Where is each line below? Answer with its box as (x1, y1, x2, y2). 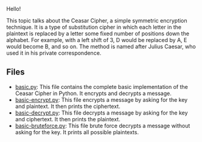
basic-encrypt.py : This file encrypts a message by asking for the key (15, 96, 188, 103)
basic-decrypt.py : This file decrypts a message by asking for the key (15, 109, 188, 116)
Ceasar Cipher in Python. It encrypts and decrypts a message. (15, 90, 172, 97)
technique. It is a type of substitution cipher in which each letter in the (6, 24, 181, 30)
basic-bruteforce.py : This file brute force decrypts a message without (15, 122, 190, 129)
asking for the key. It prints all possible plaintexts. (15, 128, 139, 136)
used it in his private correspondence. (6, 49, 102, 57)
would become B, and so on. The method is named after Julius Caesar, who (6, 43, 196, 50)
